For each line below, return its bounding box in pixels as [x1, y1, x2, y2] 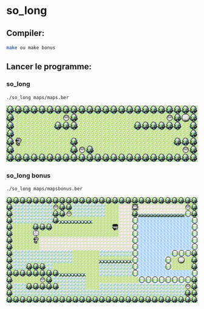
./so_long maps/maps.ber [6, 94, 69, 100]
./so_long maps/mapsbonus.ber [6, 186, 83, 192]
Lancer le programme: [6, 61, 92, 72]
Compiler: [6, 28, 45, 38]
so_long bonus [6, 171, 51, 179]
